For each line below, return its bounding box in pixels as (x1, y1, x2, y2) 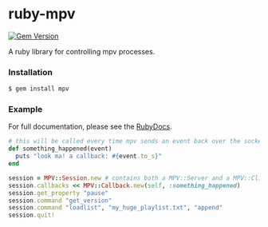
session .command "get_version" (8, 197, 112, 205)
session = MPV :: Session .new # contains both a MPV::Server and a (8, 173, 230, 182)
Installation (8, 66, 53, 78)
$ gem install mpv (8, 85, 69, 93)
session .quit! (8, 211, 56, 220)
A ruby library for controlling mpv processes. (8, 46, 156, 56)
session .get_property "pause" (8, 189, 109, 197)
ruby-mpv (8, 5, 76, 23)
